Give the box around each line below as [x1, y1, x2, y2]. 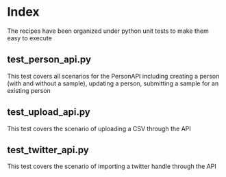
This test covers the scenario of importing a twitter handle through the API [7, 162, 217, 171]
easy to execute [7, 33, 53, 42]
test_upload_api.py [7, 107, 90, 118]
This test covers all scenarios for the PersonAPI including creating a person [7, 72, 220, 80]
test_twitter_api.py [7, 144, 89, 156]
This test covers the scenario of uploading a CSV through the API [7, 124, 191, 133]
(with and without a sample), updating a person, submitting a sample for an [7, 79, 219, 87]
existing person [7, 86, 51, 94]
